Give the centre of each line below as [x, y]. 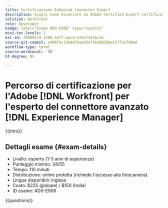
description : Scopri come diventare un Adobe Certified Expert [72, 14]
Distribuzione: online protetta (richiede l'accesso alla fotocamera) [80, 175]
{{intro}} [14, 131]
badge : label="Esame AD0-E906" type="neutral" [54, 28]
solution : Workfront [27, 19]
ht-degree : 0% [20, 56]
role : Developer [22, 24]
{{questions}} [19, 200]
